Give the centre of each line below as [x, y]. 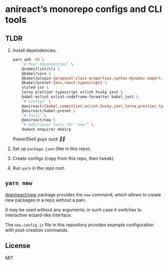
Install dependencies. [35, 50]
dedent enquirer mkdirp [46, 129]
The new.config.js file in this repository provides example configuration [79, 224]
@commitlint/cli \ [41, 69]
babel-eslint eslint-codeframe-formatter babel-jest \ [80, 97]
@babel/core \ [36, 74]
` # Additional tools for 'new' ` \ [58, 125]
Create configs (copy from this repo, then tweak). [64, 158]
